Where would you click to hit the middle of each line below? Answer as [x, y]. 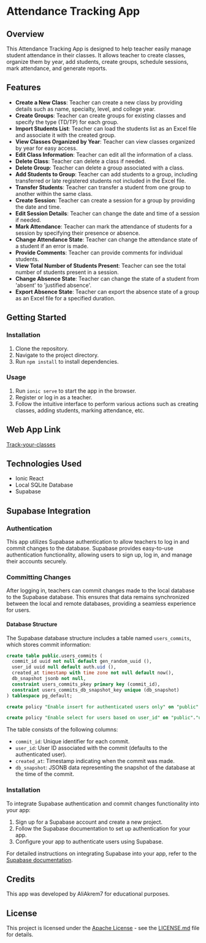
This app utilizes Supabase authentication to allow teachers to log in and [98, 542]
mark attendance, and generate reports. [57, 68]
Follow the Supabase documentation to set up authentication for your [103, 828]
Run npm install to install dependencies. [67, 361]
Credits [21, 879]
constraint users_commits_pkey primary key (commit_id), [86, 684]
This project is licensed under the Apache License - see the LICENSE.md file [103, 928]
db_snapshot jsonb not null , [49, 679]
